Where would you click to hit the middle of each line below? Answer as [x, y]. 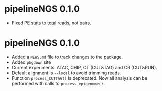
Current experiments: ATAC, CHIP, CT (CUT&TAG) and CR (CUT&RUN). [85, 67]
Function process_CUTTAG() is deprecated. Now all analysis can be [80, 78]
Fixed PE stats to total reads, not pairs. [51, 23]
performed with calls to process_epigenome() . [58, 83]
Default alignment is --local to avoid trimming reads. [66, 73]
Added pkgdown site [31, 62]
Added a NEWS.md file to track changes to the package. [67, 57]
